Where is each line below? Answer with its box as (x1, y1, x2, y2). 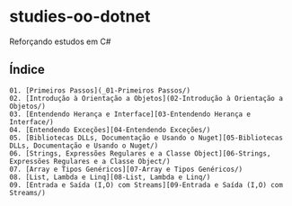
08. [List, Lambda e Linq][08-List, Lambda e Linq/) (9, 173, 211, 182)
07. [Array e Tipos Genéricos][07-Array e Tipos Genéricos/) (9, 165, 243, 174)
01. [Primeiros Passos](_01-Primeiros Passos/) (9, 85, 191, 95)
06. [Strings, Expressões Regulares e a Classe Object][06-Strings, (9, 148, 271, 158)
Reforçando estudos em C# (9, 36, 111, 47)
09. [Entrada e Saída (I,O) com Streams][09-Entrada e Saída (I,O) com (9, 180, 283, 190)
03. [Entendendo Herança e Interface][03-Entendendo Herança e (9, 110, 252, 119)
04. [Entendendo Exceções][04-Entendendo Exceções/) (9, 125, 211, 134)
